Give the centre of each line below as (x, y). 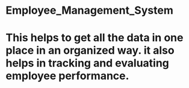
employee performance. (67, 76)
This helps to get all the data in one (94, 38)
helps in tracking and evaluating (88, 63)
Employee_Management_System (90, 10)
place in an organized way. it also (90, 51)
